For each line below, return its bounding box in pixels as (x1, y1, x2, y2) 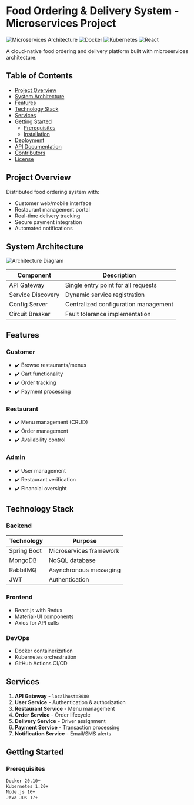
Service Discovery (9, 291, 60, 299)
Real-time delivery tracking (14, 212, 81, 219)
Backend (6, 522, 32, 530)
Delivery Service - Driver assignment (14, 717, 106, 724)
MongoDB (9, 556, 37, 565)
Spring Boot (9, 547, 42, 555)
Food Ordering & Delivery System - (6, 4, 179, 18)
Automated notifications (14, 225, 73, 232)
